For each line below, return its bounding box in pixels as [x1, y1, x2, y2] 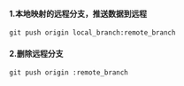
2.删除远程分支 [9, 48, 64, 59]
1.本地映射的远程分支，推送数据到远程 [9, 8, 148, 19]
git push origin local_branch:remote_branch [9, 28, 176, 37]
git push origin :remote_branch [9, 68, 128, 77]
